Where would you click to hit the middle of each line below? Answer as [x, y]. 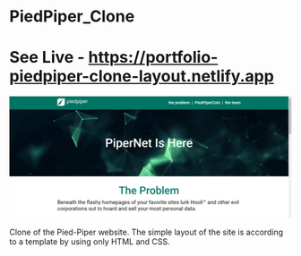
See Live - [47, 58]
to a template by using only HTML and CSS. [90, 241]
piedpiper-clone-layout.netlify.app [142, 77]
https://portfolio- [153, 58]
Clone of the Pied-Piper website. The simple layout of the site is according [146, 232]
